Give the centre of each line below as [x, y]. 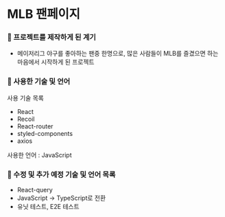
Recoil [26, 119]
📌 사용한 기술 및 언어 [39, 82]
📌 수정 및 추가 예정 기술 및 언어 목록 [61, 174]
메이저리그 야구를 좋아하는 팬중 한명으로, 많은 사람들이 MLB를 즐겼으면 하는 [118, 54]
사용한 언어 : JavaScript [39, 155]
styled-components [45, 133]
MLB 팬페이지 [44, 14]
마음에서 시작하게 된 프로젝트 [56, 62]
